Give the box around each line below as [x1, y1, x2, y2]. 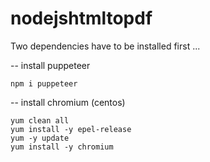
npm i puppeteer [10, 78, 78, 89]
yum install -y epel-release [10, 124, 132, 134]
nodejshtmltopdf [10, 7, 153, 30]
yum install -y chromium [10, 142, 114, 152]
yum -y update [10, 133, 70, 143]
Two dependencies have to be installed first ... [10, 40, 201, 52]
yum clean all [10, 115, 70, 126]
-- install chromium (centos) [10, 96, 126, 108]
